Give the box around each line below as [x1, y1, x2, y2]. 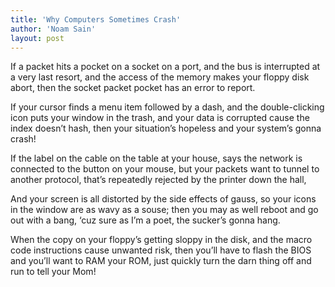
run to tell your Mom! [10, 266, 97, 278]
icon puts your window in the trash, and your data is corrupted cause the [10, 112, 310, 124]
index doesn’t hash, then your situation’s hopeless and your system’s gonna [10, 122, 322, 135]
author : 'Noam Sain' [10, 24, 97, 34]
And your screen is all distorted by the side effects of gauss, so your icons [10, 193, 317, 205]
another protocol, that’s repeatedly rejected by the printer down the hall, [10, 174, 307, 186]
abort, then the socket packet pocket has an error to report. [10, 82, 256, 94]
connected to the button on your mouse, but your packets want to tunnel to [10, 163, 320, 175]
